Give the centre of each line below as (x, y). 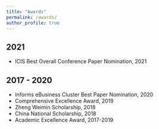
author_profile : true (33, 23)
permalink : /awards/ (32, 17)
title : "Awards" (26, 12)
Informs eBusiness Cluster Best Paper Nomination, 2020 (84, 94)
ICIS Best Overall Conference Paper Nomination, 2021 (81, 62)
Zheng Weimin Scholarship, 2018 (55, 107)
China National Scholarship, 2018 (55, 113)
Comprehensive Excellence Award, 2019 (64, 101)
